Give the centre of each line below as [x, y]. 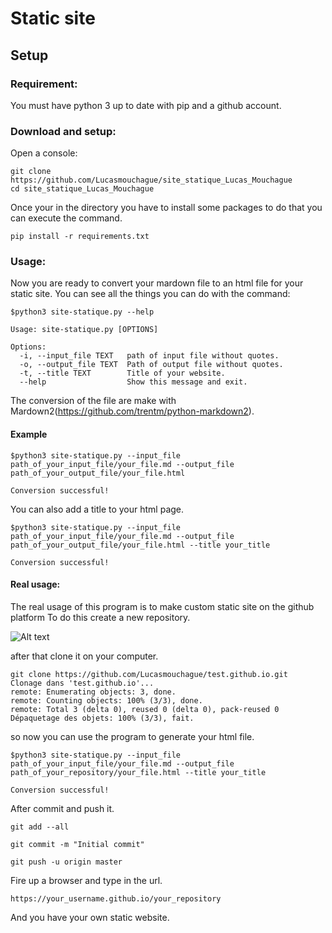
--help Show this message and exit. [133, 382]
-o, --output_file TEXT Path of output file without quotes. [151, 365]
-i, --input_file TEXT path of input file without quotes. [149, 356]
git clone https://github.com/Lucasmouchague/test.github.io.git [149, 674]
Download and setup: [63, 131]
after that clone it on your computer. [84, 656]
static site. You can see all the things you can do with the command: [150, 294]
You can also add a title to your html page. [97, 509]
